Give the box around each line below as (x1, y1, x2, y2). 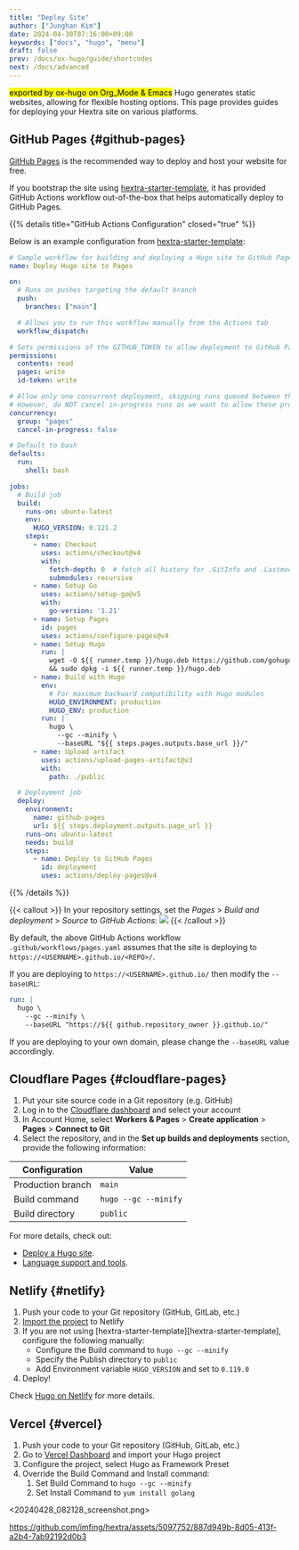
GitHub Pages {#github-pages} (9, 132, 186, 147)
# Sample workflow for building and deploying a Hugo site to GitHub (9, 253, 273, 262)
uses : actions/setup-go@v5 (41, 590, 141, 599)
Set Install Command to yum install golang (35, 1488, 196, 1497)
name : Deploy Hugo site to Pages (9, 261, 133, 270)
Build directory (13, 1208, 76, 1220)
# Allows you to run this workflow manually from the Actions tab (17, 318, 269, 327)
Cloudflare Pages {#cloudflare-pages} (9, 1071, 227, 1087)
